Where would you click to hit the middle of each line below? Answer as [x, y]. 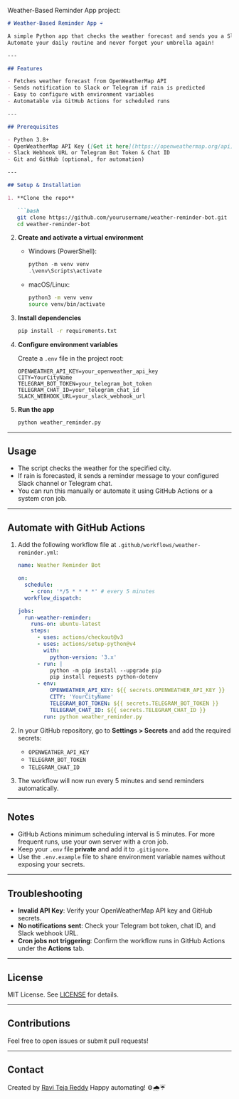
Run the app [36, 409]
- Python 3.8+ [28, 139]
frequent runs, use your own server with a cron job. [93, 841]
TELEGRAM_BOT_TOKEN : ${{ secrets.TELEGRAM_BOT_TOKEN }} [134, 704]
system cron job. [42, 499]
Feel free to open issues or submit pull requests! [78, 1041]
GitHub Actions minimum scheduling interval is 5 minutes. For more [116, 834]
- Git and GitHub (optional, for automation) [76, 159]
